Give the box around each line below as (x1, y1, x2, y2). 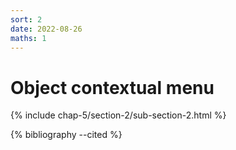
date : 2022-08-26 (10, 24, 83, 34)
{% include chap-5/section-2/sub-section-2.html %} (10, 109, 227, 121)
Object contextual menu (10, 76, 215, 99)
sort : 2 (10, 14, 43, 25)
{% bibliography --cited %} (10, 129, 123, 141)
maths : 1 (10, 33, 47, 43)
